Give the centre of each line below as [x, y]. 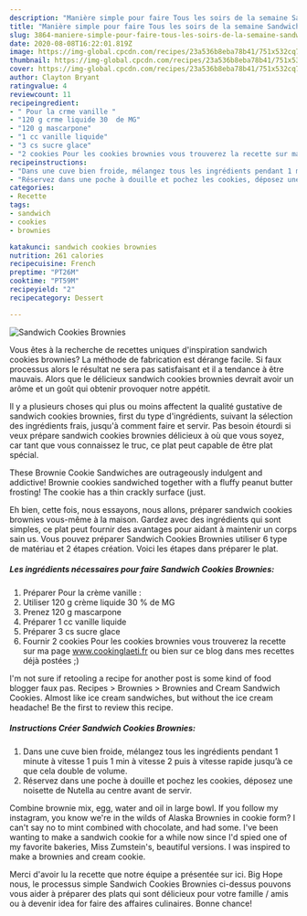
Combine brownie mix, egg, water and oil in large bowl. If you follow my [144, 808]
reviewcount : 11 [40, 94]
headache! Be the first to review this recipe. [91, 707]
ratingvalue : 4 [38, 86]
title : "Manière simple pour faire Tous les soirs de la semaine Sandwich [155, 27]
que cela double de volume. [75, 771]
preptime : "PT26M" [44, 272]
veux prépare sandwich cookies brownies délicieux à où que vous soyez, [147, 435]
